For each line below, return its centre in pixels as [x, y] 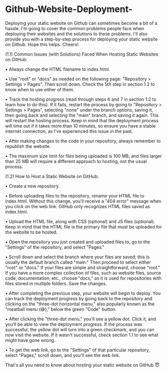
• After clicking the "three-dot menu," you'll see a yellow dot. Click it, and [81, 319]
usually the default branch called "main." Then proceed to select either [78, 262]
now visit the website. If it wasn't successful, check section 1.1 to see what [82, 335]
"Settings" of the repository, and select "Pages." [55, 247]
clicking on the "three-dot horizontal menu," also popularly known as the [80, 304]
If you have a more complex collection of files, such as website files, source [83, 273]
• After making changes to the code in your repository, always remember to [83, 141]
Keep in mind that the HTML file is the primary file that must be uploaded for [84, 227]
